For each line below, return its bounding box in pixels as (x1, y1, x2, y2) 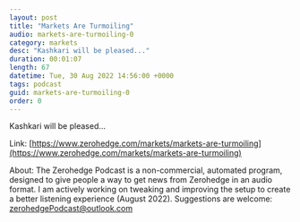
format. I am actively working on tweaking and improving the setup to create (9, 184, 291, 195)
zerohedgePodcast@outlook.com (9, 203, 133, 214)
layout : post (9, 13, 58, 22)
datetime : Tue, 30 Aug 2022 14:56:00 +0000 (9, 72, 175, 81)
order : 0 (9, 96, 42, 106)
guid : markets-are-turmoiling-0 (9, 88, 130, 97)
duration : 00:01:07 (9, 55, 82, 64)
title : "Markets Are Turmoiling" (9, 21, 134, 30)
